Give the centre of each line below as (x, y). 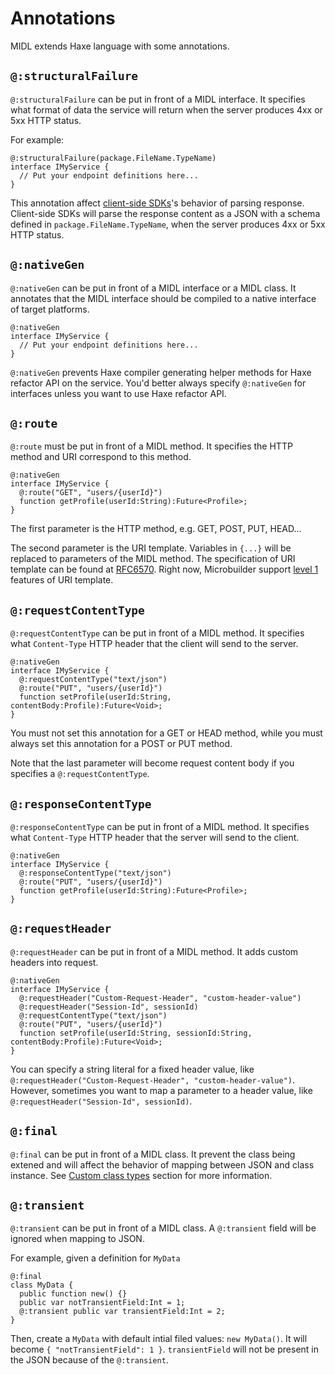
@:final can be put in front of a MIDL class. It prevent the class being (153, 1154)
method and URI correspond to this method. (101, 457)
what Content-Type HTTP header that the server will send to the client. (155, 837)
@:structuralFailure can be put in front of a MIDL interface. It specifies (158, 99)
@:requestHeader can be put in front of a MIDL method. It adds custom (154, 951)
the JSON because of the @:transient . (89, 1360)
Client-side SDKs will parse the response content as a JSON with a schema (165, 213)
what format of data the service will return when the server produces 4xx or (166, 109)
